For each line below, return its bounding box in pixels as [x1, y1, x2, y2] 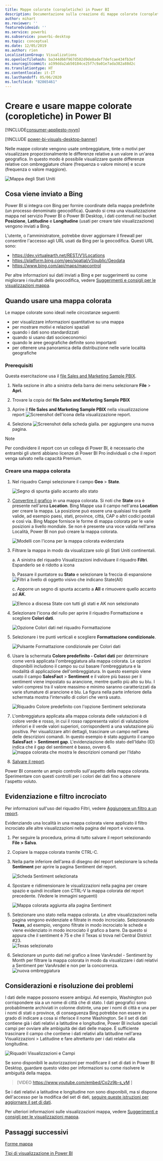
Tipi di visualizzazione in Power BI [5, 1150, 73, 1156]
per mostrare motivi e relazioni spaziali [12, 324, 90, 330]
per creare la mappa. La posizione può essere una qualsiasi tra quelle [12, 508, 151, 513]
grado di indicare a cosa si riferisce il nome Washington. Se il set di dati [5, 1015, 148, 1021]
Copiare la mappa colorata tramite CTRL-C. [12, 849, 98, 855]
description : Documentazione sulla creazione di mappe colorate [5, 12, 138, 17]
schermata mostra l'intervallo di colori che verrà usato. [12, 694, 122, 700]
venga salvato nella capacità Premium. [5, 456, 82, 461]
